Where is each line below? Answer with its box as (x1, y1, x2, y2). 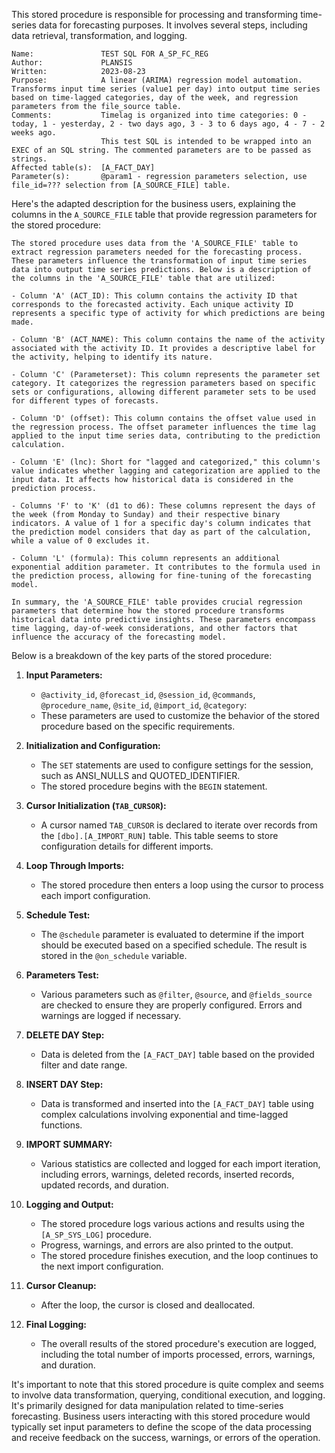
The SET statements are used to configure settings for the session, (40, 759, 314, 771)
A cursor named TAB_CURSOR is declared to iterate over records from (40, 819, 318, 831)
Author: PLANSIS (11, 58, 133, 68)
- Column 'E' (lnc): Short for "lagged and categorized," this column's (11, 457, 321, 467)
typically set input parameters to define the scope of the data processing (11, 1421, 313, 1433)
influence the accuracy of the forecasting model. (11, 632, 227, 642)
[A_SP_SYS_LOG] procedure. (40, 1229, 153, 1240)
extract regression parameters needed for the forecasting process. (11, 247, 303, 257)
